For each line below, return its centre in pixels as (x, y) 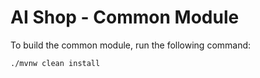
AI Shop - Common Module (125, 17)
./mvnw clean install (55, 63)
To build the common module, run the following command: (131, 45)
